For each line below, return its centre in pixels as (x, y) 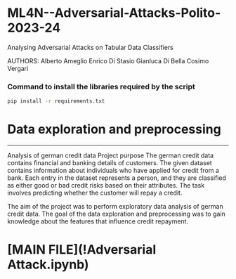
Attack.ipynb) (48, 265)
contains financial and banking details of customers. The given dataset (110, 163)
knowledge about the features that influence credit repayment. (98, 221)
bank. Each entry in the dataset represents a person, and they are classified (117, 178)
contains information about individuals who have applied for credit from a (113, 171)
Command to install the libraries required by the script (101, 86)
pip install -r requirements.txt (56, 101)
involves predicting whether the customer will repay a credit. (95, 193)
